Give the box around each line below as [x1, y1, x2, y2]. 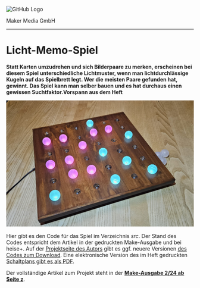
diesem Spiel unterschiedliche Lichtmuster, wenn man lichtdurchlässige [6, 69, 189, 77]
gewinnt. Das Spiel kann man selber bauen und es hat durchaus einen [6, 82, 182, 89]
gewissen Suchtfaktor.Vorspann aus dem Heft [6, 88, 123, 95]
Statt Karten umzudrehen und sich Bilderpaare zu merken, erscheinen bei [6, 63, 192, 70]
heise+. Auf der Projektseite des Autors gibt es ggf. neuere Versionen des [6, 245, 187, 252]
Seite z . [6, 276, 26, 283]
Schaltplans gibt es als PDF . [6, 258, 74, 265]
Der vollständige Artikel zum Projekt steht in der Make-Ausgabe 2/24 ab [6, 270, 185, 277]
